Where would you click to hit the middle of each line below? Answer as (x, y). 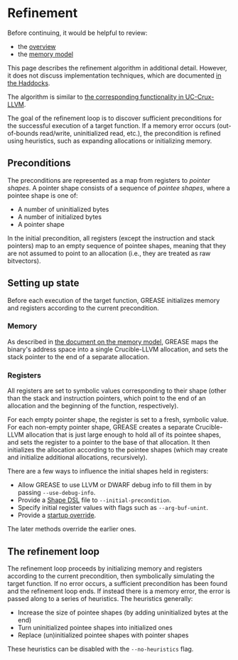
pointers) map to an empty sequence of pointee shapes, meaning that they (117, 245)
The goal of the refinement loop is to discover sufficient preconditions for (115, 118)
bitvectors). (24, 260)
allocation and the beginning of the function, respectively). (93, 406)
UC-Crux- (200, 97)
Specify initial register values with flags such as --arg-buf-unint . (113, 508)
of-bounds (23, 133)
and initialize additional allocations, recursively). (77, 457)
